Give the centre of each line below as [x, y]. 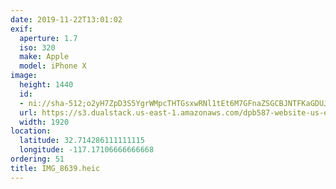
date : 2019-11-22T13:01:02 [66, 19]
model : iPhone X [53, 66]
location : [31, 131]
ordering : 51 [37, 159]
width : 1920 [44, 122]
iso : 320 [37, 47]
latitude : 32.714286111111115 [82, 141]
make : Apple [44, 57]
